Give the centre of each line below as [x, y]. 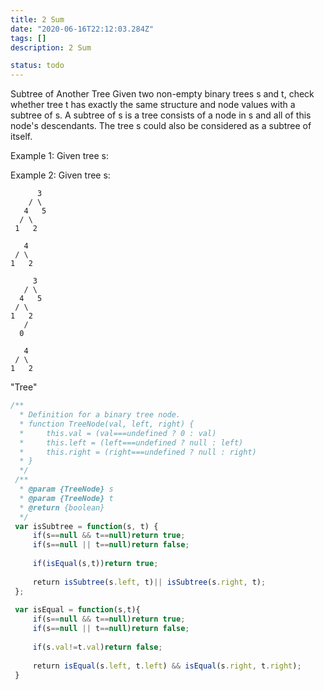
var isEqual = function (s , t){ [77, 610]
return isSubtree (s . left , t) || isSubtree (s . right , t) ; [149, 582]
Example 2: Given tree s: [60, 175]
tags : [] [28, 38]
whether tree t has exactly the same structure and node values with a [153, 105]
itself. [21, 137]
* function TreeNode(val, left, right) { [107, 424]
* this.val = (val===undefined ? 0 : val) [118, 433]
